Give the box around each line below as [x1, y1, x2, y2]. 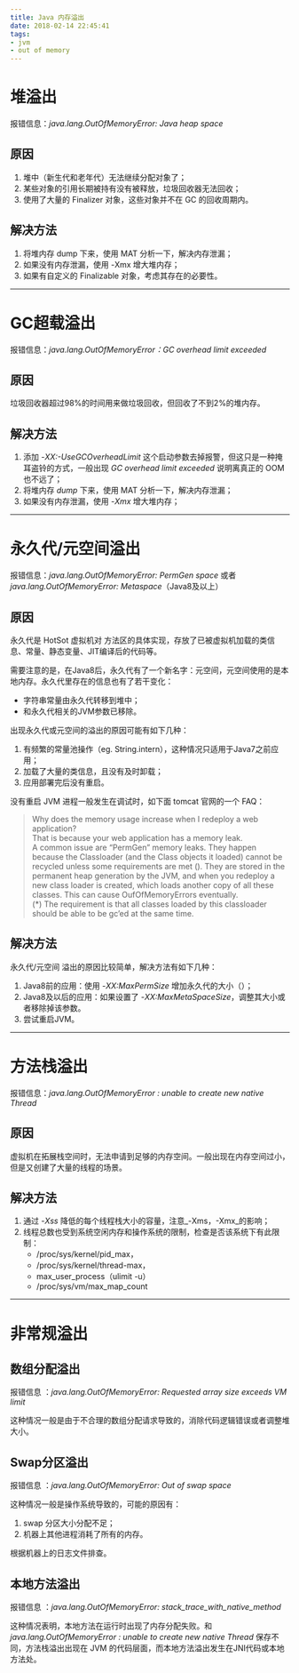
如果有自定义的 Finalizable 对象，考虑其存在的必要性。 [22, 270, 223, 281]
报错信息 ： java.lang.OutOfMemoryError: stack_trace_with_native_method [10, 1602, 282, 1612]
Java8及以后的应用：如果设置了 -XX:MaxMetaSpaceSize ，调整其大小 [22, 991, 279, 1002]
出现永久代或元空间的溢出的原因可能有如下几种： [10, 725, 189, 735]
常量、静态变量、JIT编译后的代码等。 [25, 646, 162, 656]
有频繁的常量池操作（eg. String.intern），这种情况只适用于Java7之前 [22, 744, 271, 754]
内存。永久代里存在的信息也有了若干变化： [17, 676, 174, 686]
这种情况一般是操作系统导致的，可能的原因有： [10, 1499, 181, 1509]
